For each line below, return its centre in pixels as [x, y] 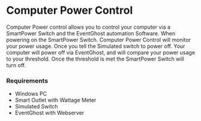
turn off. [16, 65]
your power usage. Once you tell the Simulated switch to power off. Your [96, 46]
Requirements [27, 80]
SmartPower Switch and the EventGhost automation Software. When [91, 33]
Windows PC [31, 94]
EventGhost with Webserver [49, 113]
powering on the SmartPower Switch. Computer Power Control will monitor [98, 40]
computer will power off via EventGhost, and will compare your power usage [101, 52]
